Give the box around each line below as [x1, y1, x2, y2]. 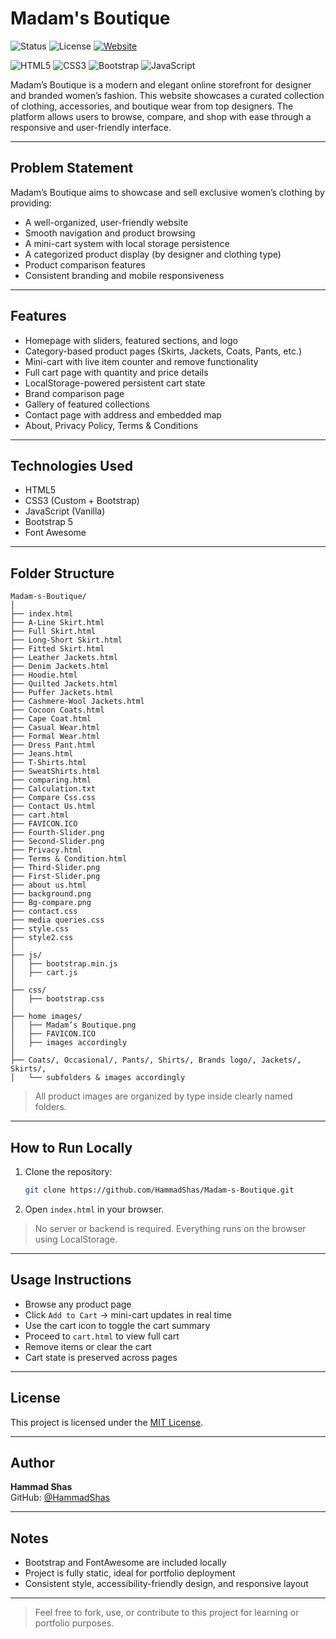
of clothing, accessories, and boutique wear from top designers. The [10, 100, 294, 112]
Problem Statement [10, 160, 134, 177]
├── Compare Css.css [10, 793, 97, 803]
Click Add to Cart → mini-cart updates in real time [24, 1308, 232, 1321]
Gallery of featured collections [24, 398, 150, 410]
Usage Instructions [10, 1272, 132, 1289]
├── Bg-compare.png [10, 898, 92, 908]
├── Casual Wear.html [10, 723, 101, 733]
